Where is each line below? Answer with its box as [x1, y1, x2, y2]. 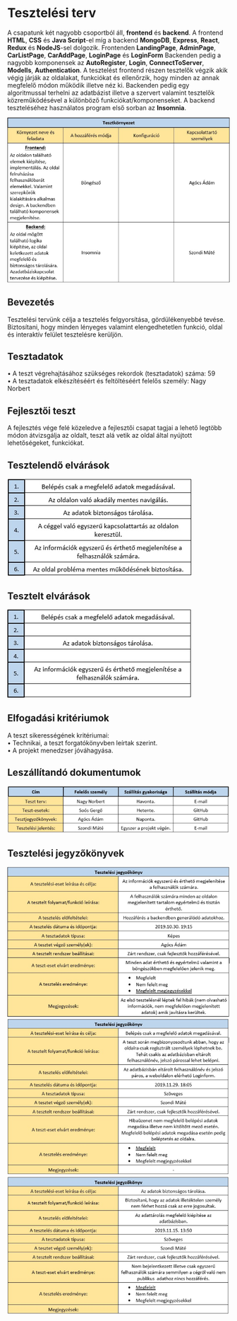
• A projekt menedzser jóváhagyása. [7, 746, 114, 755]
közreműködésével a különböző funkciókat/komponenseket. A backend [7, 95, 215, 104]
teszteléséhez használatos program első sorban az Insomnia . [7, 103, 187, 112]
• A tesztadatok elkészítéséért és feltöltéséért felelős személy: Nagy [7, 377, 207, 385]
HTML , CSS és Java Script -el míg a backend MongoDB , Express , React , [7, 35, 220, 44]
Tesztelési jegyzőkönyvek [7, 847, 125, 860]
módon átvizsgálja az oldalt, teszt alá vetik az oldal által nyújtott [7, 431, 193, 440]
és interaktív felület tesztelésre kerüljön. [7, 330, 123, 339]
